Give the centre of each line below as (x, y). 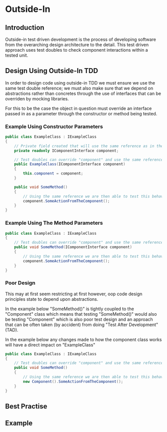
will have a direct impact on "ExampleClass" (50, 345)
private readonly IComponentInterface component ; (67, 151)
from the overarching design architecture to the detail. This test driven (77, 45)
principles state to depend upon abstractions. (52, 299)
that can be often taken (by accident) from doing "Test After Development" (82, 325)
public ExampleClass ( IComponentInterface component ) (70, 164)
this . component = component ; (53, 173)
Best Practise (26, 406)
